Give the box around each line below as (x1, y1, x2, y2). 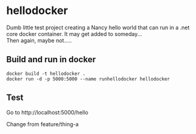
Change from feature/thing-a (6, 120, 79, 128)
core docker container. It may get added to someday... (6, 30, 142, 37)
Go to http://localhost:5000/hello (6, 108, 88, 116)
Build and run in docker (6, 54, 96, 65)
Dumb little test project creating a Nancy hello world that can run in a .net (6, 24, 190, 31)
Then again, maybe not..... (6, 37, 72, 44)
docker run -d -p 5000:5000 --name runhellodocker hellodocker (6, 76, 170, 82)
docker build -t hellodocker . (6, 71, 86, 77)
